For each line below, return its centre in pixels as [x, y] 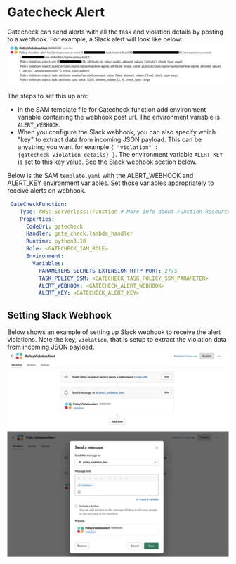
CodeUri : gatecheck [54, 226]
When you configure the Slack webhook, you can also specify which [117, 132]
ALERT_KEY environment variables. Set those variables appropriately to [111, 183]
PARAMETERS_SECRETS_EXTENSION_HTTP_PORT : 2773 [108, 271]
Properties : [37, 219]
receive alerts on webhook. [47, 190]
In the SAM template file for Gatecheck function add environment [112, 109]
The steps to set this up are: [48, 96]
